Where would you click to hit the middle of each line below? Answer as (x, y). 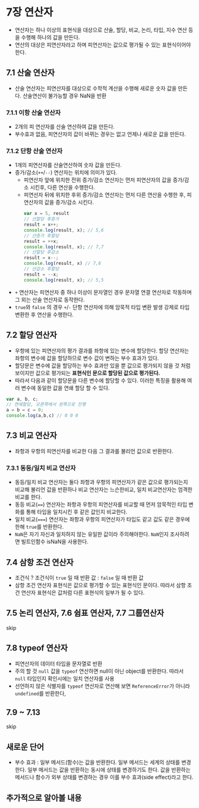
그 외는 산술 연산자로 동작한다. (50, 300)
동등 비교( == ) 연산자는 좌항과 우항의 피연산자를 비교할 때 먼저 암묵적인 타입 (101, 504)
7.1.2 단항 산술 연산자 (34, 151)
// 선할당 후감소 (41, 252)
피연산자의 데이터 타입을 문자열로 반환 (59, 663)
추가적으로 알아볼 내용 (44, 798)
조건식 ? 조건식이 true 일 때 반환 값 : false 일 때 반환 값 (79, 578)
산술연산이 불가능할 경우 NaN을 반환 (65, 95)
